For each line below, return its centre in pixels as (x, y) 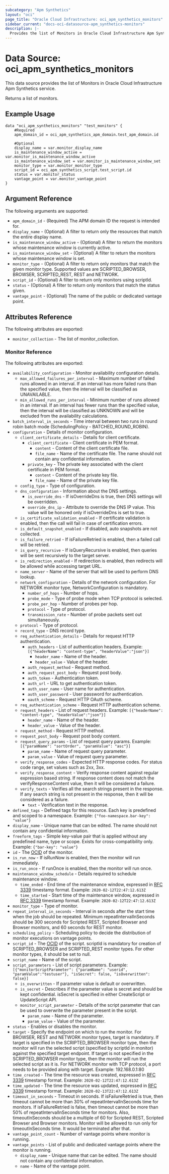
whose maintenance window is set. (49, 258)
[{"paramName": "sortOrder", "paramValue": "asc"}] (75, 746)
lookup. (28, 577)
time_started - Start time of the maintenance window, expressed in (90, 895)
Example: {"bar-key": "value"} (45, 847)
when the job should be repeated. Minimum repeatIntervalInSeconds (83, 916)
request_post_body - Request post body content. (70, 736)
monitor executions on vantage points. (52, 938)
